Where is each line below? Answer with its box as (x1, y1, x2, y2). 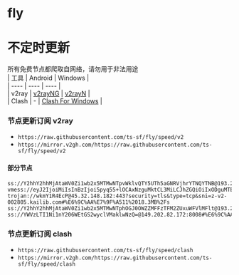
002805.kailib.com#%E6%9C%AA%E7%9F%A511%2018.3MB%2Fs (7, 198, 171, 206)
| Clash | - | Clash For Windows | (7, 97, 103, 105)
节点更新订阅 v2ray (7, 116, 73, 126)
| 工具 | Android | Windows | (7, 73, 90, 83)
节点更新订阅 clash (7, 229, 73, 239)
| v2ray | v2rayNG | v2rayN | (7, 89, 90, 98)
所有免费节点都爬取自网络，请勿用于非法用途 (7, 65, 139, 73)
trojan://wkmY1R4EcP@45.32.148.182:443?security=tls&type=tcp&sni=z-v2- (7, 192, 228, 199)
